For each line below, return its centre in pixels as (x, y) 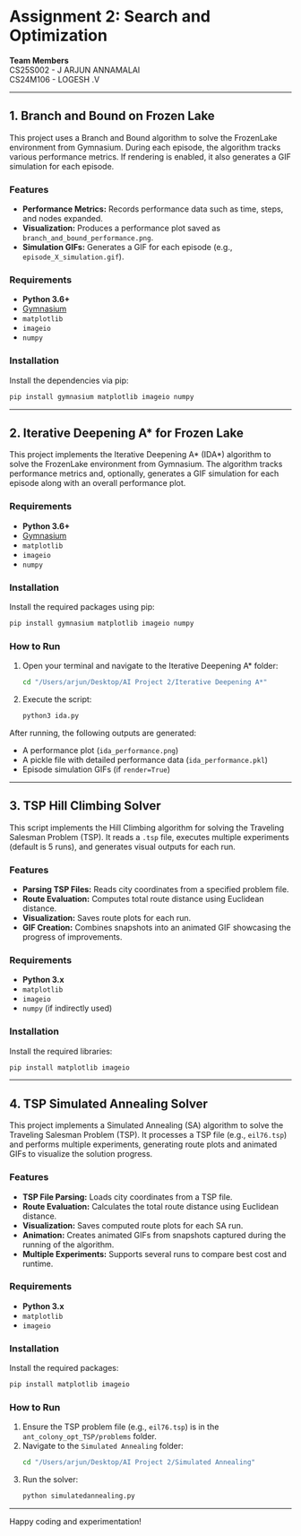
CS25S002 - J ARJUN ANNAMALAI (75, 70)
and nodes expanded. (62, 219)
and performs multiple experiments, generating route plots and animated (143, 1144)
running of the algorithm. (68, 1245)
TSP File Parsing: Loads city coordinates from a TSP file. (127, 1197)
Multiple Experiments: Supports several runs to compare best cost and (154, 1254)
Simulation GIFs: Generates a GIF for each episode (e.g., (127, 247)
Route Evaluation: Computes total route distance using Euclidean (143, 898)
